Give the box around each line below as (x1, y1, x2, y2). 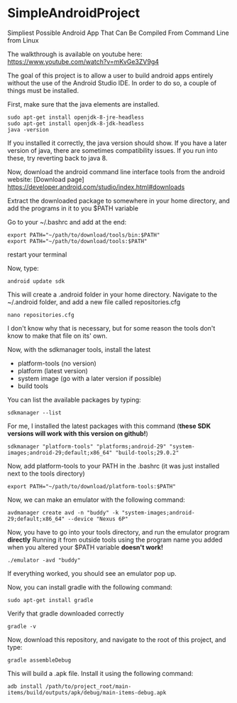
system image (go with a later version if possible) (17, 374, 162, 382)
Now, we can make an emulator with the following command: (7, 495, 186, 504)
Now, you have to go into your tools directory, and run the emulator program (7, 527, 230, 536)
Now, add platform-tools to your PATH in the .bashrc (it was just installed (7, 461, 220, 470)
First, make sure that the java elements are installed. (7, 100, 160, 108)
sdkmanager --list (7, 409, 62, 417)
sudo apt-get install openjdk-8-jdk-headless (7, 119, 144, 127)
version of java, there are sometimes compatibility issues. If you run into (7, 146, 218, 154)
